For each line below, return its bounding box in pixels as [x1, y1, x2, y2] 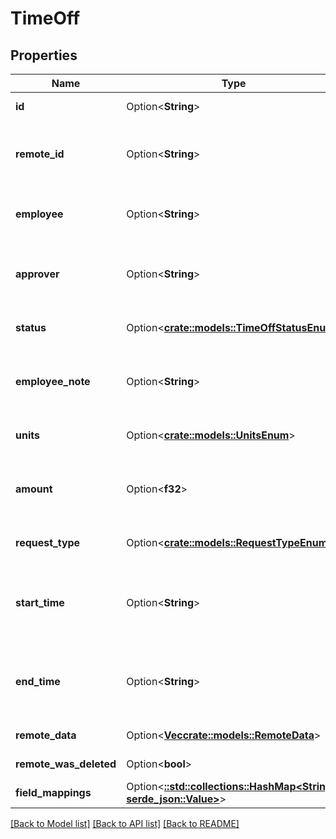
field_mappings [15, 786, 92, 799]
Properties [10, 47, 78, 64]
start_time [15, 596, 65, 609]
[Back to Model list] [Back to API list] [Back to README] [10, 818, 240, 829]
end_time [15, 675, 61, 688]
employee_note [15, 375, 91, 388]
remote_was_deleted [15, 757, 117, 771]
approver [15, 267, 60, 281]
